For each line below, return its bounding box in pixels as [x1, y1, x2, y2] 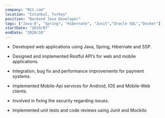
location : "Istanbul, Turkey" [5, 12, 68, 17]
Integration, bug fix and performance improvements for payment [12, 68, 144, 74]
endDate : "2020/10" [5, 30, 46, 35]
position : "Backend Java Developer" [5, 16, 81, 21]
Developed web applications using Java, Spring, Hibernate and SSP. [12, 44, 152, 49]
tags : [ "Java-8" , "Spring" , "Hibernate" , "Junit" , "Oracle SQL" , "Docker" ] [5, 21, 161, 26]
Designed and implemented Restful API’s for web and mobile [12, 53, 136, 59]
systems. [12, 74, 31, 79]
